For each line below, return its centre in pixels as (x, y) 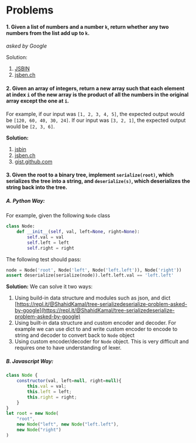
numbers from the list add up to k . (48, 33)
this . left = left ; (49, 391)
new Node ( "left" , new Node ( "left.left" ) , (68, 425)
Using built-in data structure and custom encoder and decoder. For (95, 323)
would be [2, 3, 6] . (30, 126)
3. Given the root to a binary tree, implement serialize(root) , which (90, 175)
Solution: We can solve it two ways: (49, 287)
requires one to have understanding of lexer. (68, 348)
